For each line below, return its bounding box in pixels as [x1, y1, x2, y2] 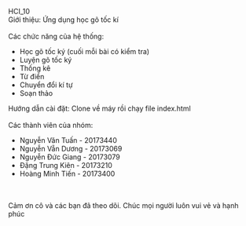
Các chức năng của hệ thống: [8, 31, 105, 41]
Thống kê [19, 64, 51, 73]
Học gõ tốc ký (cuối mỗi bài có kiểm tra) [19, 47, 150, 56]
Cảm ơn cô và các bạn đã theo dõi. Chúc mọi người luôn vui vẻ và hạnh [8, 201, 239, 210]
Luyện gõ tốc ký [19, 55, 72, 64]
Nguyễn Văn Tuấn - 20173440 [19, 136, 118, 144]
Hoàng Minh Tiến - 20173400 [19, 169, 116, 178]
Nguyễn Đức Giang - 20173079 [19, 152, 120, 162]
